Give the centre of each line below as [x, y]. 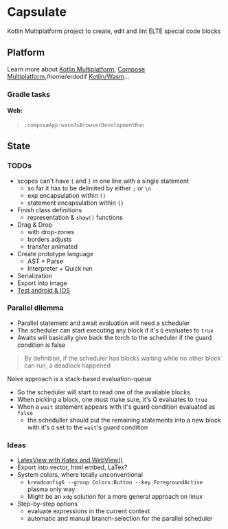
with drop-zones [50, 232]
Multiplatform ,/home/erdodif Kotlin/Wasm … [68, 76]
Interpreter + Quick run [60, 268]
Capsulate [37, 12]
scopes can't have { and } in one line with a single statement [103, 181]
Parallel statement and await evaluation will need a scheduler [103, 323]
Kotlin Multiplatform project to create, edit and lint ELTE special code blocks [114, 31]
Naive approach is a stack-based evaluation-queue [80, 379]
